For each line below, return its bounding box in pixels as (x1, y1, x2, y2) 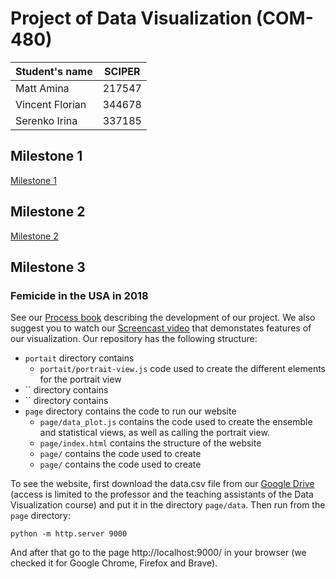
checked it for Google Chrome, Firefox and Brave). (10, 557, 218, 569)
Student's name (15, 64, 93, 78)
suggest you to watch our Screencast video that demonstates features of (10, 322, 312, 334)
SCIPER (104, 64, 141, 78)
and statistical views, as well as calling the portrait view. (39, 427, 270, 439)
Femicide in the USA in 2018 (10, 288, 149, 302)
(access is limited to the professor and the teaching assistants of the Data (10, 488, 314, 501)
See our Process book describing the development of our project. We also (10, 312, 316, 324)
